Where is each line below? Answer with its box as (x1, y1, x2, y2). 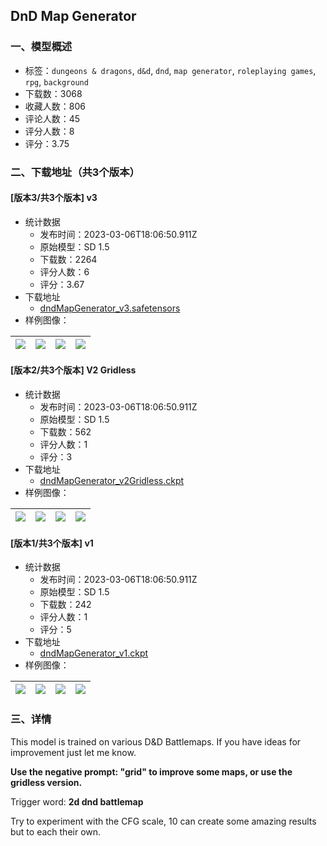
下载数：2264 (39, 253, 98, 265)
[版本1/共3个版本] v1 (10, 537, 94, 549)
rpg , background (24, 75, 89, 88)
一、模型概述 (10, 40, 73, 54)
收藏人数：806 (24, 100, 86, 112)
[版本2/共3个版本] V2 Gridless (10, 364, 137, 376)
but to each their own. (10, 825, 102, 838)
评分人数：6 (39, 265, 90, 278)
